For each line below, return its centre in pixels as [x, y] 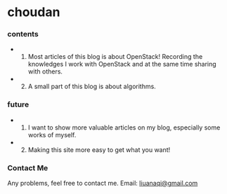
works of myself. [52, 134]
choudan [34, 12]
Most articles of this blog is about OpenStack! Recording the [115, 57]
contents [23, 34]
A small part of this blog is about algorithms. [92, 86]
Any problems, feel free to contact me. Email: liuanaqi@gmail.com [103, 183]
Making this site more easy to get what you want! [99, 150]
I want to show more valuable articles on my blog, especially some [124, 127]
